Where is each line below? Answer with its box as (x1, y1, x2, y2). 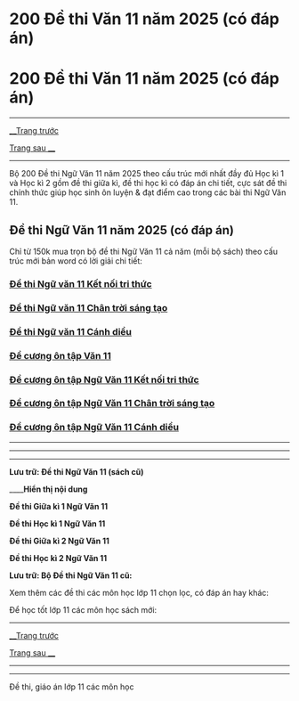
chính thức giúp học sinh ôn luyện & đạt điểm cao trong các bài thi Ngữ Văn (9, 187, 287, 198)
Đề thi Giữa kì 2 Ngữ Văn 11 (9, 535, 109, 546)
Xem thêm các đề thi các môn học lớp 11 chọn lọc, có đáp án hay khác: (9, 587, 270, 598)
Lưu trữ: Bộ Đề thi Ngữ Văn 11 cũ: (9, 570, 133, 581)
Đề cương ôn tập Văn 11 (9, 349, 111, 362)
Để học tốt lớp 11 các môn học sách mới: (9, 604, 158, 615)
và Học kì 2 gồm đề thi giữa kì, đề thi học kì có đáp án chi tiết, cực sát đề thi (9, 178, 287, 189)
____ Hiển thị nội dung (9, 484, 88, 494)
